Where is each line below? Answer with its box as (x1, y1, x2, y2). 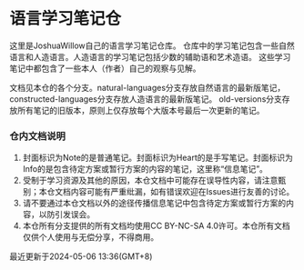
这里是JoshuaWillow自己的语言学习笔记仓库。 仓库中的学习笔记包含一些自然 (9, 40, 295, 51)
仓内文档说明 (9, 129, 66, 142)
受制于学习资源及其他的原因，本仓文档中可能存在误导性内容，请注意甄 (22, 175, 287, 186)
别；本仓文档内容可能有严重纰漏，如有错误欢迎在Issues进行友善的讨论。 (22, 186, 295, 197)
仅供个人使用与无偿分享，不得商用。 (22, 232, 159, 243)
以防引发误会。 (38, 209, 96, 220)
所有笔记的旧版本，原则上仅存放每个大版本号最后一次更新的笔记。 (16, 105, 265, 115)
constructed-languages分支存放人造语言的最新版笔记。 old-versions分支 (9, 93, 282, 105)
